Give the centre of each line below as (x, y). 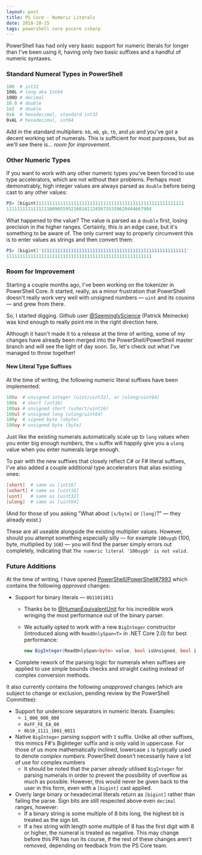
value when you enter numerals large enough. (63, 449)
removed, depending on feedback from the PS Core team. (96, 845)
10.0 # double (24, 103)
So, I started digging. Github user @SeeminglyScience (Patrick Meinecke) (98, 315)
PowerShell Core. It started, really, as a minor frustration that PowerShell (96, 291)
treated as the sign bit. (52, 820)
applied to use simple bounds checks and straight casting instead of (99, 668)
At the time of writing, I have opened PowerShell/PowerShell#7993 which (97, 579)
